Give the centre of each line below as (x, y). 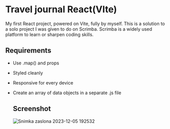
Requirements (28, 50)
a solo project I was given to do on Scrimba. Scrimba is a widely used (79, 29)
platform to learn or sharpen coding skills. (50, 34)
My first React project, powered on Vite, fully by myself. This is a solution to (85, 24)
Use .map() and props (36, 63)
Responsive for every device (43, 82)
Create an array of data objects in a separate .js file (67, 93)
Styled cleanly (28, 73)
